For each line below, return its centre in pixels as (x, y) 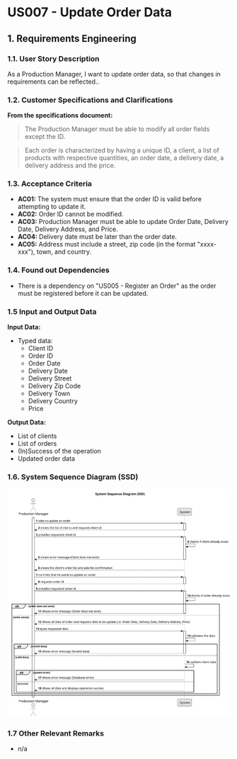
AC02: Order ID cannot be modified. (70, 214)
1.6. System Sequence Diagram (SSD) (73, 477)
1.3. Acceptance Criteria (50, 184)
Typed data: (35, 341)
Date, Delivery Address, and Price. (68, 229)
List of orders (37, 444)
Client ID (41, 349)
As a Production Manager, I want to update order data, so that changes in (114, 74)
